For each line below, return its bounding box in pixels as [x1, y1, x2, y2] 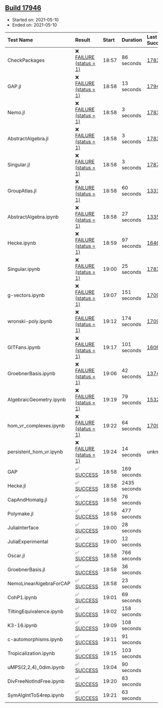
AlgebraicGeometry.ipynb [7, 396, 66, 403]
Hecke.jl [7, 482, 26, 489]
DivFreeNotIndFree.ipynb [7, 677, 65, 684]
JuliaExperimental [7, 538, 49, 545]
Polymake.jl [7, 510, 34, 517]
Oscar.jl [7, 552, 25, 559]
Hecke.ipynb [7, 239, 36, 246]
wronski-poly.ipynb [7, 318, 52, 324]
